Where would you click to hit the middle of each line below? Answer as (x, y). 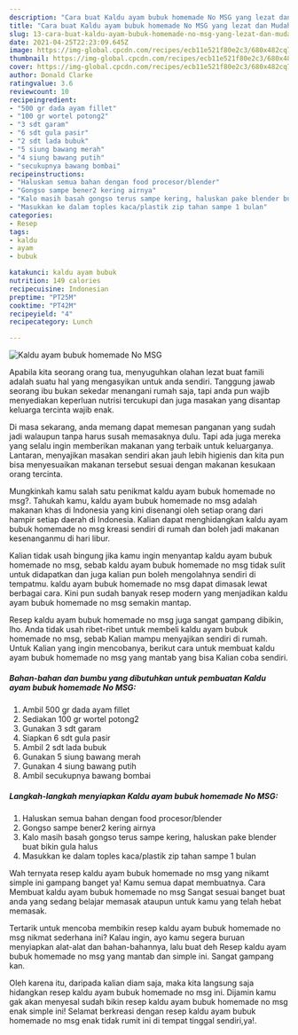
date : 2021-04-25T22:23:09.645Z (69, 42)
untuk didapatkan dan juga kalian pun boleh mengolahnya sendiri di (133, 575)
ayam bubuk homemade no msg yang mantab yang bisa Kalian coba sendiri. (149, 658)
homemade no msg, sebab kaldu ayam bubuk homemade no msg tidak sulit (147, 565)
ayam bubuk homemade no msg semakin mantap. (100, 603)
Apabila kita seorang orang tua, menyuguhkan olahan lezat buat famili (137, 372)
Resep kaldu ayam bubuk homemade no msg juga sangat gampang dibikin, (146, 620)
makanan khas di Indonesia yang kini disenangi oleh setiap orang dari (136, 510)
